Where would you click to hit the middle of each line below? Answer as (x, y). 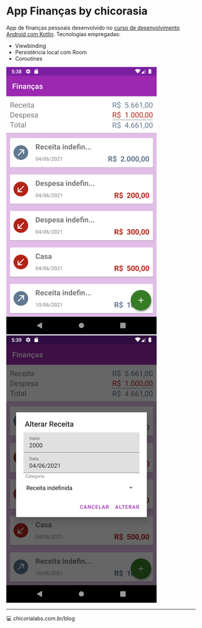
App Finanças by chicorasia (77, 11)
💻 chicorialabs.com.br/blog (41, 618)
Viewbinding (30, 46)
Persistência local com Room (51, 52)
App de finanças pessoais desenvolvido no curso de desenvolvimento (93, 28)
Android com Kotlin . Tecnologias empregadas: (63, 34)
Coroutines (29, 58)
